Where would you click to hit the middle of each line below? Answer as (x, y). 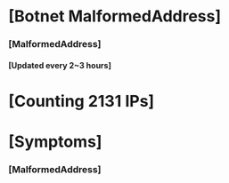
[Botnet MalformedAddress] (115, 16)
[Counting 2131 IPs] (82, 101)
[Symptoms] (55, 142)
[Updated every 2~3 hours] (60, 65)
